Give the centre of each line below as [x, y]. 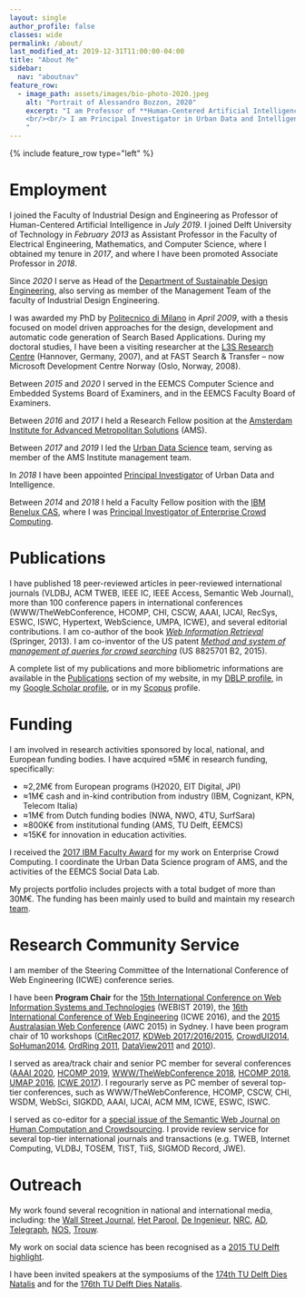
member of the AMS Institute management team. [101, 457]
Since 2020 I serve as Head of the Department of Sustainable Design [138, 280]
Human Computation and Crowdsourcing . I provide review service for [139, 1129]
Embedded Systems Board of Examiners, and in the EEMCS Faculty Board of [152, 393]
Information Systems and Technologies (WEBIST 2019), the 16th [128, 1007]
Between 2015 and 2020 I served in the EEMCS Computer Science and [142, 383]
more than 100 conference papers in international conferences [126, 602]
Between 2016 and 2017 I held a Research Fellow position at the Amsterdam [151, 420]
